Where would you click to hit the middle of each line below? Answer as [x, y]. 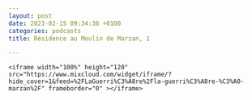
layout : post [30, 16]
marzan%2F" [27, 89]
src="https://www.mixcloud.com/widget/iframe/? [90, 75]
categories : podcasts [45, 31]
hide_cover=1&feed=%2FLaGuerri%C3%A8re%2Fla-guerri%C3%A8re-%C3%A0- [126, 81]
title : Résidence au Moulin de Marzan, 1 [79, 38]
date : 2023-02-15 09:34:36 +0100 [65, 23]
